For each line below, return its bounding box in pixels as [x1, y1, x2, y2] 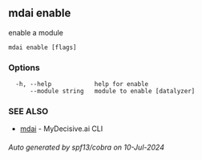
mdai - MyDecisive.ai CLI [19, 124, 103, 133]
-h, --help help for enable [15, 80, 149, 88]
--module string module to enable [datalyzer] [29, 88, 196, 96]
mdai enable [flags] [8, 43, 78, 51]
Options [8, 62, 40, 73]
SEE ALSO [8, 106, 49, 117]
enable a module [8, 27, 64, 37]
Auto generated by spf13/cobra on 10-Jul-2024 [8, 142, 164, 152]
